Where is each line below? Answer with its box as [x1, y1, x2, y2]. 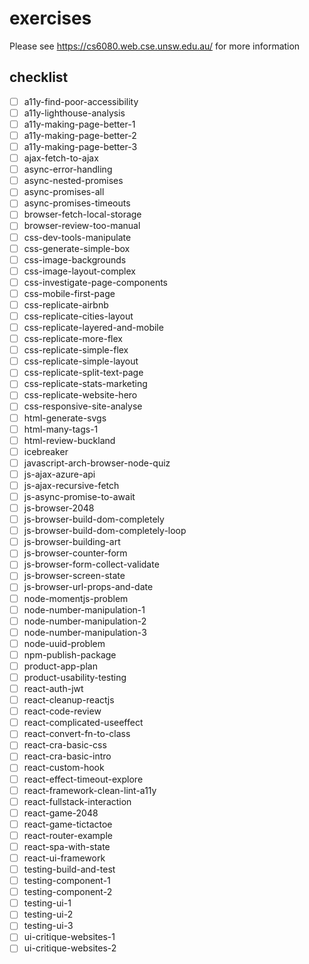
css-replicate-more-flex [23, 333, 123, 345]
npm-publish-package [23, 648, 117, 661]
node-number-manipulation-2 [23, 615, 147, 627]
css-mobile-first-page [23, 287, 116, 299]
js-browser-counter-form [23, 547, 128, 559]
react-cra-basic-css [23, 739, 107, 751]
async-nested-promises [23, 175, 124, 187]
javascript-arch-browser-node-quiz [23, 457, 171, 469]
